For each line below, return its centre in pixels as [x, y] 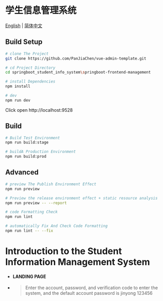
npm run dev [18, 100]
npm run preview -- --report [36, 203]
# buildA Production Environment [41, 152]
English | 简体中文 [24, 26]
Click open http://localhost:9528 [39, 110]
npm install [18, 86]
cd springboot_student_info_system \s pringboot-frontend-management [78, 72]
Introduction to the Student [63, 251]
